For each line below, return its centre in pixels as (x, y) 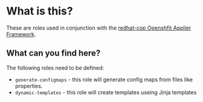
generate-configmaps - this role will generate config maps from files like (104, 79)
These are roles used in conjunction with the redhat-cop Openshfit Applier (99, 28)
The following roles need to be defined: (55, 68)
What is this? (40, 11)
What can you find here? (53, 53)
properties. (29, 86)
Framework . (21, 34)
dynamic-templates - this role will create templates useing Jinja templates (106, 92)
